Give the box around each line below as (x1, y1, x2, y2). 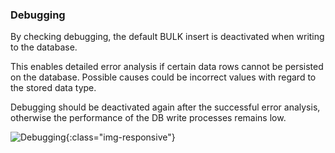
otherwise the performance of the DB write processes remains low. (10, 112, 287, 124)
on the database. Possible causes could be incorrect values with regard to (10, 71, 317, 83)
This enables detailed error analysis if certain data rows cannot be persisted (10, 61, 324, 73)
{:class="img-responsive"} (65, 131, 176, 143)
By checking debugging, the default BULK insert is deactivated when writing (10, 31, 325, 43)
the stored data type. (10, 82, 97, 94)
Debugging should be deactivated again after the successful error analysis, (10, 101, 321, 113)
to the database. (10, 41, 78, 53)
